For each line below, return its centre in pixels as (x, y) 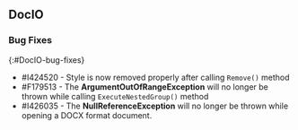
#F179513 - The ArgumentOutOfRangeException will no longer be (145, 87)
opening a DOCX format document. (87, 115)
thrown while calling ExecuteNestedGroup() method (115, 96)
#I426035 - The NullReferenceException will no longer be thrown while (155, 106)
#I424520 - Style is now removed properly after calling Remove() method (155, 77)
